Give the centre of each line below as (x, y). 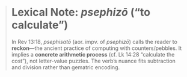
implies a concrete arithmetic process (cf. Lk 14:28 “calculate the (93, 54)
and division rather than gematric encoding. (66, 67)
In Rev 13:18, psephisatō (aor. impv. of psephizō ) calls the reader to (94, 42)
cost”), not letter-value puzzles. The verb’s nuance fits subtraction (93, 61)
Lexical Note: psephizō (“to (81, 12)
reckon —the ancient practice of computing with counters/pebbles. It (97, 48)
